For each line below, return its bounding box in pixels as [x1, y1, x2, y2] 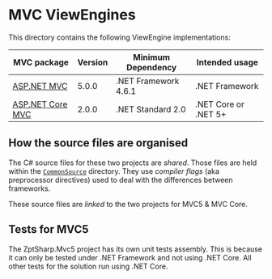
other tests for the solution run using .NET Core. [8, 261, 168, 271]
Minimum [133, 51, 171, 62]
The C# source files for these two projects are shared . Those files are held [8, 158, 257, 167]
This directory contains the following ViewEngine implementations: [8, 32, 231, 42]
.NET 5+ [195, 108, 227, 120]
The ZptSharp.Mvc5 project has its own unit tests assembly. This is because [8, 244, 263, 254]
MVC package [13, 57, 69, 68]
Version [77, 57, 108, 68]
